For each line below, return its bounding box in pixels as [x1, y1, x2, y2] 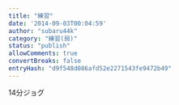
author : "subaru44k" [8, 27, 79, 35]
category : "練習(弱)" [8, 34, 78, 43]
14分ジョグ [8, 87, 45, 97]
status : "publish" [8, 42, 70, 50]
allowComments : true [8, 49, 79, 57]
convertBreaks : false [8, 57, 82, 65]
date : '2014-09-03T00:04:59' [8, 19, 107, 27]
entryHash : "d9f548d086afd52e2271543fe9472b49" [8, 65, 173, 73]
